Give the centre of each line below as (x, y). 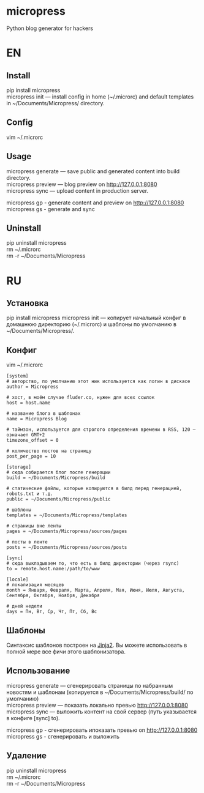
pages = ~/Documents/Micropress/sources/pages (67, 531)
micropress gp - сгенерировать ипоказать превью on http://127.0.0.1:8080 (102, 730)
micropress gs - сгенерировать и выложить (63, 736)
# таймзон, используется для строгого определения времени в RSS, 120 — (101, 430)
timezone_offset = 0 (33, 441)
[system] (17, 376)
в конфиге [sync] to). (33, 718)
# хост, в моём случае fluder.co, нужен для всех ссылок (81, 398)
